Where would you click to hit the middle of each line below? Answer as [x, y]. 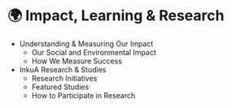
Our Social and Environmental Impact [94, 52]
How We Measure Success [77, 61]
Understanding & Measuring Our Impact [86, 43]
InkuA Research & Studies [63, 69]
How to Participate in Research [83, 95]
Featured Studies [60, 87]
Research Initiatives [64, 78]
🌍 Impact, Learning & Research [116, 16]
